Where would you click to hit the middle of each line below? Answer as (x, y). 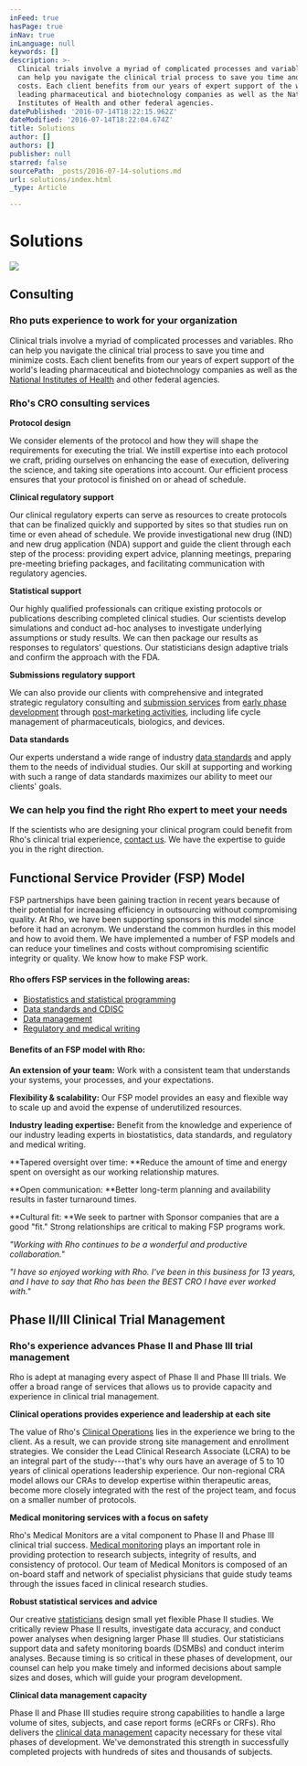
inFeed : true (34, 18)
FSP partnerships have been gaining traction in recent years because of (145, 900)
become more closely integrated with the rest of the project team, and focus (153, 1490)
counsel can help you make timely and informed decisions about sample (145, 1668)
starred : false (38, 162)
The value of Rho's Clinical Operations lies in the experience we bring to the (152, 1432)
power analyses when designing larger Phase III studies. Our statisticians (147, 1639)
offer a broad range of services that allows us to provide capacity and (141, 1387)
